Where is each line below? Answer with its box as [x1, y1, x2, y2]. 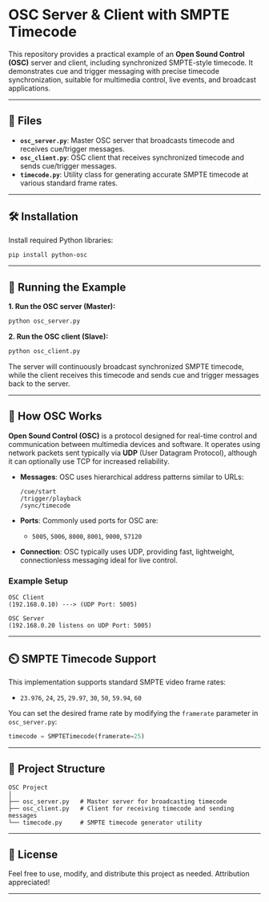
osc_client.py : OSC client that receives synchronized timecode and [19, 152, 244, 162]
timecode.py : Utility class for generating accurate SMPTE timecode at [19, 169, 249, 179]
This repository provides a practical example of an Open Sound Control [8, 49, 246, 59]
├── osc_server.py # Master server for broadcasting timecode [8, 797, 227, 806]
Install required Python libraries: [8, 235, 114, 245]
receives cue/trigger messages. [19, 144, 126, 153]
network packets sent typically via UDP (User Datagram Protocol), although [8, 448, 258, 457]
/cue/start [19, 487, 57, 495]
